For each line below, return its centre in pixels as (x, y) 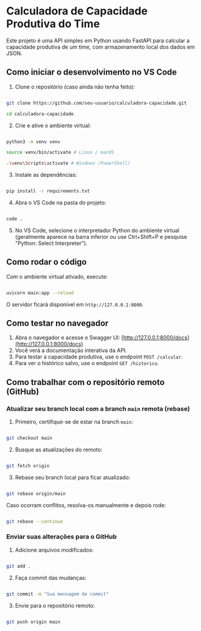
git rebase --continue (35, 522)
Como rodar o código (47, 262)
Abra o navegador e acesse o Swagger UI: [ (69, 337)
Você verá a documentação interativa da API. (71, 351)
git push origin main (33, 622)
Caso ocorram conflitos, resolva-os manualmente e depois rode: (86, 505)
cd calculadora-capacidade (40, 114)
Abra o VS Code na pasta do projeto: (60, 202)
